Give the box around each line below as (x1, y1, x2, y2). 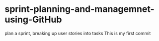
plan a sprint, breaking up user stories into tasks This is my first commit (4, 30, 151, 36)
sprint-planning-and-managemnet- (4, 3, 155, 15)
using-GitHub (4, 14, 62, 25)
